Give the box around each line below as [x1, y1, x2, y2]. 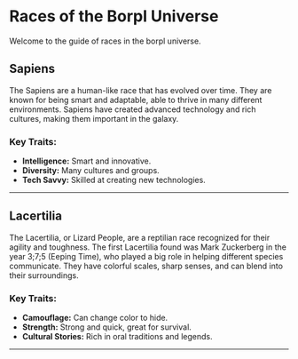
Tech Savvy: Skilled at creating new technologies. [21, 175, 206, 186]
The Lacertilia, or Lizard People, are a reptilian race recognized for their [9, 232, 271, 243]
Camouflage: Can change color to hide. [21, 313, 169, 323]
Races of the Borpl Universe [9, 6, 219, 27]
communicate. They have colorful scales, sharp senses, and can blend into [9, 260, 284, 271]
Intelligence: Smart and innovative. [21, 156, 152, 166]
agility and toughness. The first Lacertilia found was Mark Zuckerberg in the [9, 242, 286, 252]
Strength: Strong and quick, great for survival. [21, 322, 192, 332]
